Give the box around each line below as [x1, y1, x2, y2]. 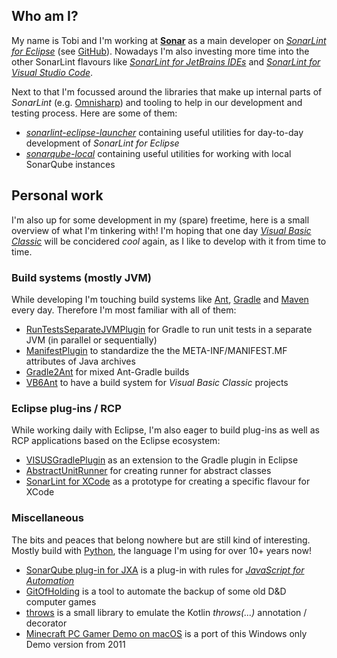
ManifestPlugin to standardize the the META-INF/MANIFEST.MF [25, 344, 288, 356]
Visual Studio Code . [11, 66, 94, 78]
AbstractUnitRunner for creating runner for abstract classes [25, 465, 272, 477]
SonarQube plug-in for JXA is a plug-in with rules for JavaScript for [25, 564, 305, 576]
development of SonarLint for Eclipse [25, 137, 180, 149]
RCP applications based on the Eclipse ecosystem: [11, 435, 221, 447]
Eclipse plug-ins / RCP [11, 401, 122, 415]
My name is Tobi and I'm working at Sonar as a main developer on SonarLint [11, 34, 327, 46]
